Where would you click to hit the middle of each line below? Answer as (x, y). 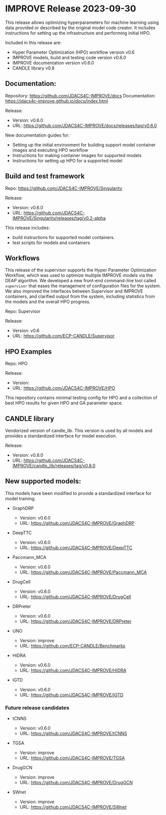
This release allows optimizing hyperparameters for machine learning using (82, 22)
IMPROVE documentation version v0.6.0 (53, 63)
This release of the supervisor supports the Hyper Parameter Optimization (81, 270)
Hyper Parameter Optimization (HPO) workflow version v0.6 (73, 52)
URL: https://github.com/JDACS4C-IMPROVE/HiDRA (73, 670)
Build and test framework (45, 176)
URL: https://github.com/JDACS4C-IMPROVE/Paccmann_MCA (83, 572)
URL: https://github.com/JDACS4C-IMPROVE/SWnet (73, 807)
